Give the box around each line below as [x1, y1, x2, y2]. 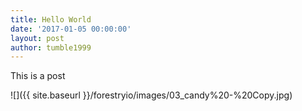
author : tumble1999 [10, 42, 92, 53]
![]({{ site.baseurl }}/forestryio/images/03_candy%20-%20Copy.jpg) [10, 89, 293, 101]
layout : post [10, 33, 65, 43]
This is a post [10, 70, 66, 82]
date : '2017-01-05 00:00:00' [10, 24, 132, 34]
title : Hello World [10, 14, 92, 25]
